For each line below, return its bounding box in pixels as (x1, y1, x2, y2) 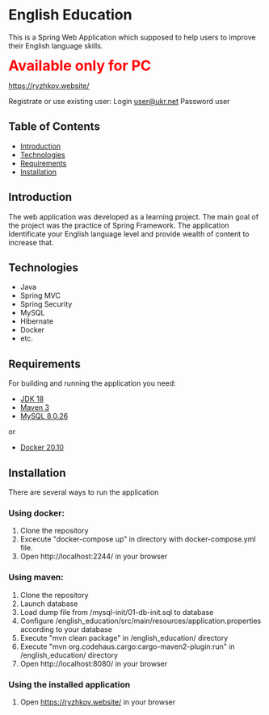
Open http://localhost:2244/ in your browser (19, 551, 168, 562)
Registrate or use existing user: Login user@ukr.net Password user (8, 96, 230, 106)
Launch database (19, 599, 78, 608)
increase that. (8, 237, 54, 247)
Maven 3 (19, 403, 50, 412)
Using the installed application (8, 679, 131, 690)
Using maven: (8, 571, 65, 583)
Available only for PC (8, 56, 152, 74)
